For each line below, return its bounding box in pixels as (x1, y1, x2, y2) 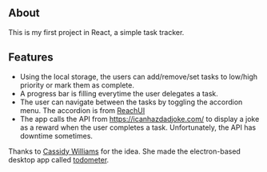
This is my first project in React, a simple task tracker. (8, 27, 185, 37)
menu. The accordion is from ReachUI (19, 105, 145, 115)
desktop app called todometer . (8, 154, 110, 164)
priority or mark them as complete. (19, 80, 134, 90)
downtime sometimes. (19, 131, 94, 140)
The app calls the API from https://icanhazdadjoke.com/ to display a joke (19, 114, 260, 123)
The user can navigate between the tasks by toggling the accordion (19, 97, 243, 107)
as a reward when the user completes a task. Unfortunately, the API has (19, 123, 257, 132)
